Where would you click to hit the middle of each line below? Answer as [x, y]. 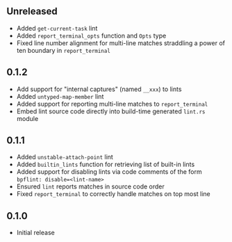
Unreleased [32, 11]
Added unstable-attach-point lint [65, 157]
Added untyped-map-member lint [60, 96]
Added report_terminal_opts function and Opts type [91, 35]
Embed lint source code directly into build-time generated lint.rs [111, 111]
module [27, 118]
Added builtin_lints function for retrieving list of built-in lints [106, 164]
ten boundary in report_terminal [63, 50]
